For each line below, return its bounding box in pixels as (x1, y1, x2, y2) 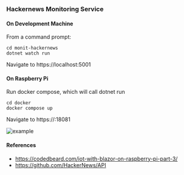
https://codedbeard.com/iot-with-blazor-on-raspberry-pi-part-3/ (15, 155, 178, 162)
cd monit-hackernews (6, 45, 59, 51)
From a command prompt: (6, 33, 72, 41)
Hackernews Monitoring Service (6, 5, 104, 13)
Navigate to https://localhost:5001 (6, 61, 91, 68)
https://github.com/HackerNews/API (15, 161, 106, 168)
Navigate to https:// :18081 (6, 116, 71, 123)
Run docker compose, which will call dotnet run (6, 88, 126, 96)
